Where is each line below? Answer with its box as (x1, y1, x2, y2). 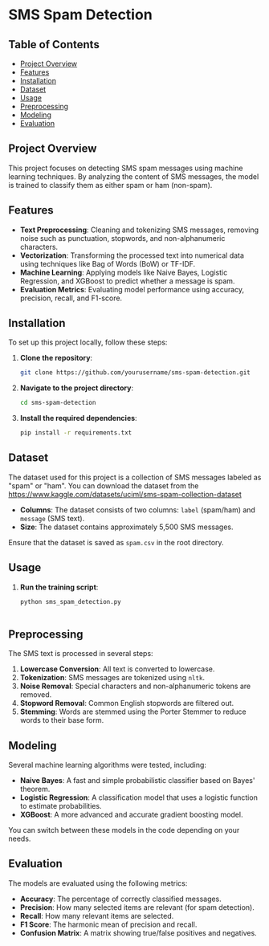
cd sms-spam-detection (19, 399, 96, 407)
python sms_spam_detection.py (19, 597, 122, 606)
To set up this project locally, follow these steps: (8, 337, 168, 347)
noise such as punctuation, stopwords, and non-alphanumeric (19, 233, 226, 243)
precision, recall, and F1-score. (19, 293, 123, 303)
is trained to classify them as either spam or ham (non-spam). (8, 180, 213, 190)
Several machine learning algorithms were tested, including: (8, 760, 207, 770)
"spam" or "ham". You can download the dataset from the (8, 480, 199, 491)
